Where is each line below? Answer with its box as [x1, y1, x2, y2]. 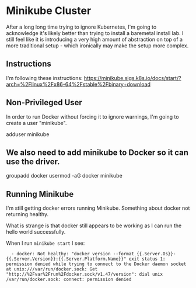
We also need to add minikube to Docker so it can [6, 147, 188, 157]
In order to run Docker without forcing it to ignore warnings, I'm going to [6, 113, 179, 120]
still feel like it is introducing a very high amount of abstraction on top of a [6, 36, 183, 43]
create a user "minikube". [6, 119, 67, 126]
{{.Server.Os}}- [136, 251, 176, 257]
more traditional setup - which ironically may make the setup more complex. [6, 42, 189, 49]
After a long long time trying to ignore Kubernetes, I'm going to [6, 23, 157, 30]
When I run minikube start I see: [6, 240, 85, 247]
